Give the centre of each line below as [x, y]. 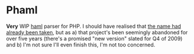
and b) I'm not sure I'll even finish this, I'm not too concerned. [81, 45]
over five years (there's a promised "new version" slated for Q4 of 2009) [94, 38]
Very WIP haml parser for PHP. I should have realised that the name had [94, 26]
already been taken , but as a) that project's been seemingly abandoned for [97, 32]
